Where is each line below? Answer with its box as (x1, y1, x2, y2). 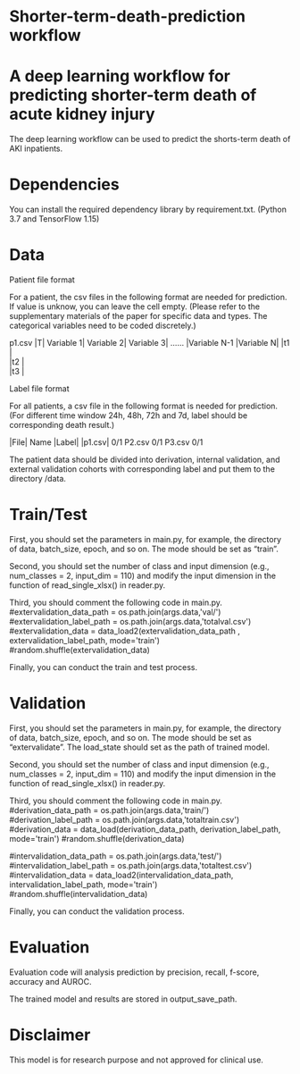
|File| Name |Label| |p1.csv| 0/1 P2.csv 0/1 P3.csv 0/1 (9, 437, 204, 448)
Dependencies (9, 174, 120, 195)
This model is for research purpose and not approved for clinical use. (9, 1054, 263, 1065)
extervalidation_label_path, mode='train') (9, 634, 161, 645)
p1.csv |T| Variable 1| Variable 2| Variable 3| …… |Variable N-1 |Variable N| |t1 (9, 338, 290, 348)
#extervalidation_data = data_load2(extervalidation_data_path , (9, 625, 241, 636)
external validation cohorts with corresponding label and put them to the (9, 464, 275, 474)
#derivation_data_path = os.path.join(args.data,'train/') (9, 804, 210, 815)
